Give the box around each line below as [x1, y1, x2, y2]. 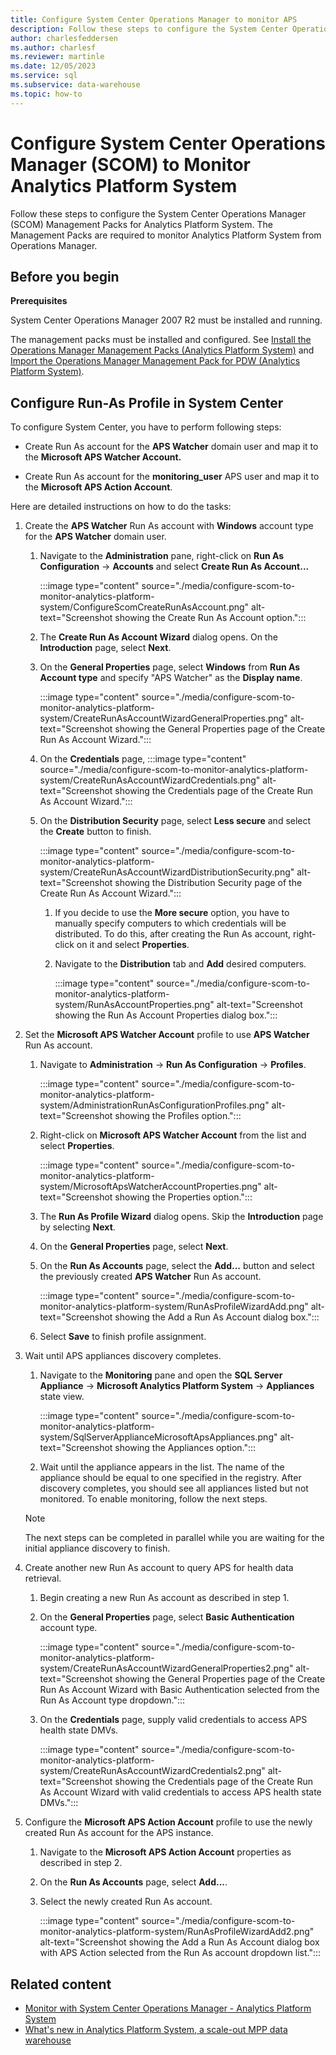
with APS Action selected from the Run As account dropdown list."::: [39, 1947, 321, 1959]
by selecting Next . [39, 1221, 116, 1233]
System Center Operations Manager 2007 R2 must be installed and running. [10, 314, 323, 326]
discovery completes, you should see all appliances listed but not [39, 1482, 309, 1495]
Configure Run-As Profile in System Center [10, 394, 284, 411]
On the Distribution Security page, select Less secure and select [39, 815, 312, 827]
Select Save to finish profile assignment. [39, 1331, 207, 1343]
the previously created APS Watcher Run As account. [39, 1271, 262, 1283]
